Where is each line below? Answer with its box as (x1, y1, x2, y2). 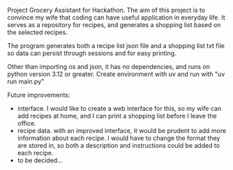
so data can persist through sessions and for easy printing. (7, 49, 176, 57)
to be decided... (17, 156, 63, 164)
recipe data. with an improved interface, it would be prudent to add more (17, 127, 227, 134)
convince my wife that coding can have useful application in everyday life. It (7, 13, 225, 22)
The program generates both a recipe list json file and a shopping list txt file (7, 42, 225, 49)
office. (17, 119, 36, 127)
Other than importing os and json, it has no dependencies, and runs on (7, 63, 211, 70)
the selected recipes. (7, 28, 68, 36)
